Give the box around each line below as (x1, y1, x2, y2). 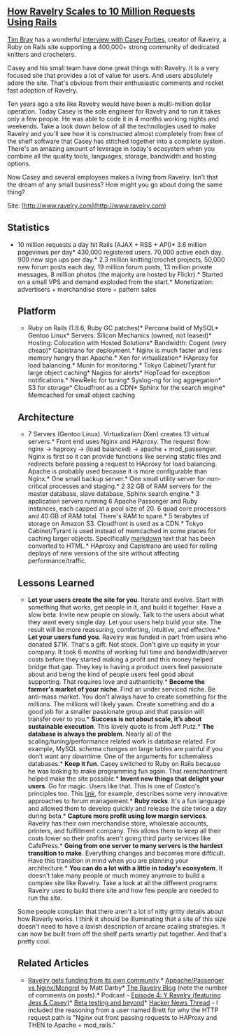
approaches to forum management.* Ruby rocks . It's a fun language (27, 797, 225, 805)
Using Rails (7, 17, 57, 29)
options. (7, 159, 31, 168)
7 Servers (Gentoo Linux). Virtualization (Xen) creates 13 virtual (27, 430, 210, 438)
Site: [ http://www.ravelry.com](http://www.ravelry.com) (7, 201, 166, 210)
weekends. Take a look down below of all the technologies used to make (7, 122, 216, 130)
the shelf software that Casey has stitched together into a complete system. (7, 137, 226, 145)
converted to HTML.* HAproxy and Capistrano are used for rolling (27, 541, 218, 550)
